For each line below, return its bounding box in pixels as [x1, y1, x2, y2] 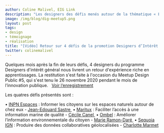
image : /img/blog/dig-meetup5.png [5, 16, 76, 21]
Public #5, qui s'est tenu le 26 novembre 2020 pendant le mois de [5, 77, 138, 83]
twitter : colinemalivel [5, 48, 54, 53]
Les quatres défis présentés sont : [5, 91, 74, 98]
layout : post [5, 21, 32, 26]
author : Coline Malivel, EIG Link [5, 7, 76, 12]
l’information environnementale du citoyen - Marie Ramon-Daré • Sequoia [5, 117, 155, 123]
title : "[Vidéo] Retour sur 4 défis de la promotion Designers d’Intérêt [5, 44, 159, 48]
